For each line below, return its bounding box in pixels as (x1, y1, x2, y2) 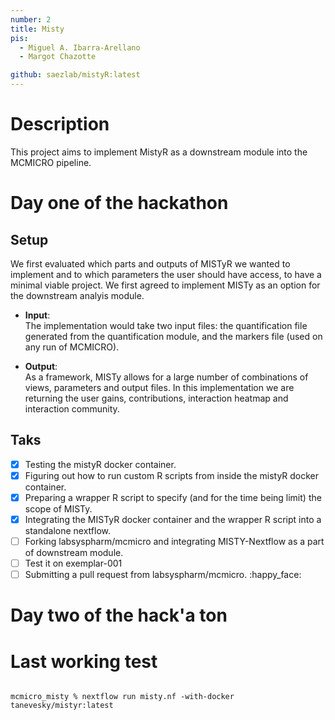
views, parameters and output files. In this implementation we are (24, 381, 295, 393)
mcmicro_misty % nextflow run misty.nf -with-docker (10, 692, 235, 702)
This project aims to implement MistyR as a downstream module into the (10, 146, 308, 158)
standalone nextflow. (24, 525, 112, 536)
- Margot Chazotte (19, 52, 97, 62)
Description (10, 113, 110, 136)
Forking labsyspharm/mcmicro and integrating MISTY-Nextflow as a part (24, 536, 325, 547)
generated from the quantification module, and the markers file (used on (24, 330, 323, 342)
